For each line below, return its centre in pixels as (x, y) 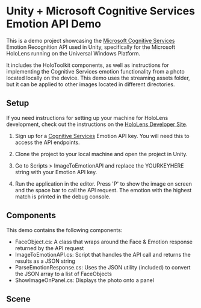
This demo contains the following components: (64, 230)
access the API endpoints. (47, 142)
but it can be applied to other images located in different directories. (91, 84)
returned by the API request (49, 248)
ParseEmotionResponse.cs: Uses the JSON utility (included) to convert (103, 267)
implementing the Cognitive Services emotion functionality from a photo (95, 71)
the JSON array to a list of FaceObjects (63, 274)
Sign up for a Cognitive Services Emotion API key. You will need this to (102, 136)
